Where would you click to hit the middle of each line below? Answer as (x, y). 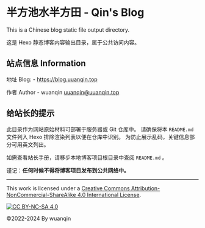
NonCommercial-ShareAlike (41, 194)
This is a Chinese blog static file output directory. (68, 30)
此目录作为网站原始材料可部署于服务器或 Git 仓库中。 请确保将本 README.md (100, 129)
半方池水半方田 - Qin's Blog (75, 12)
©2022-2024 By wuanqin (39, 218)
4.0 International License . (109, 194)
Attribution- (146, 188)
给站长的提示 (31, 113)
